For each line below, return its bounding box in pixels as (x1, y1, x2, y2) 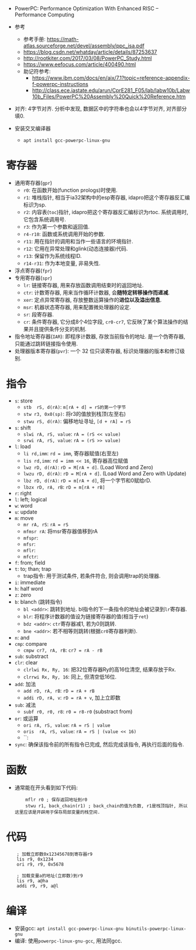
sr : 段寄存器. (23, 311, 54, 318)
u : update (14, 508, 37, 515)
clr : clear (14, 659, 38, 666)
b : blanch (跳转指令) (14, 598, 63, 605)
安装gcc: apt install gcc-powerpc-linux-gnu (14, 924, 124, 932)
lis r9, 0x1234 (16, 856, 54, 862)
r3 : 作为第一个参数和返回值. (23, 223, 90, 230)
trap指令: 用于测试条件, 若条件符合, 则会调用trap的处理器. (23, 572, 161, 579)
